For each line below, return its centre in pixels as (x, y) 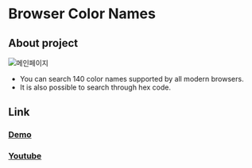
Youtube (25, 156)
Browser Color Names (82, 14)
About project (43, 43)
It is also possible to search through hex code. (95, 87)
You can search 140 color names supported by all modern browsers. (132, 79)
